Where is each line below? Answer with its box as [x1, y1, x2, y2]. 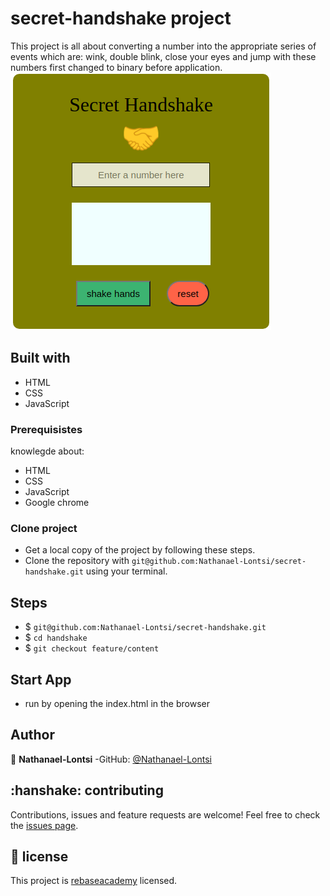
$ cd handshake [24, 632, 88, 644]
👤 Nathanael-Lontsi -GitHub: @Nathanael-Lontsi [10, 753, 212, 765]
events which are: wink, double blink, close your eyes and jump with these [10, 50, 317, 62]
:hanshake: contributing [10, 782, 164, 799]
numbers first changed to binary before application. [10, 61, 223, 73]
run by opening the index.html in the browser [24, 697, 210, 709]
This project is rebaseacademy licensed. [10, 875, 178, 887]
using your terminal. [85, 565, 168, 577]
